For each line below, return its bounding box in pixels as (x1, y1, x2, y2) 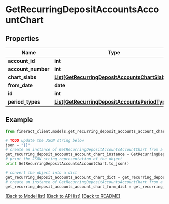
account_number (8, 66, 50, 72)
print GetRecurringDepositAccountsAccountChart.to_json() (5, 161, 129, 166)
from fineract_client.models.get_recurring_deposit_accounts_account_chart (5, 129, 167, 134)
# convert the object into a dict (5, 170, 78, 175)
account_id (8, 58, 35, 64)
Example (5, 116, 33, 124)
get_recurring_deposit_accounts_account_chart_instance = (5, 152, 129, 157)
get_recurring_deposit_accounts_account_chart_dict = (5, 175, 121, 180)
